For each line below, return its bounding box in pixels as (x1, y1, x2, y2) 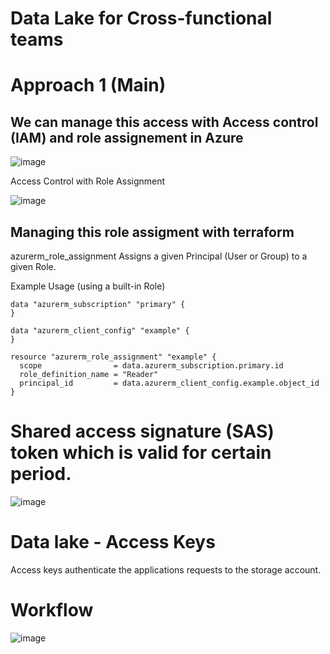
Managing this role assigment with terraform (10, 223, 295, 241)
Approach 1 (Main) (10, 74, 167, 97)
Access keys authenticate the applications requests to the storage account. (10, 563, 322, 576)
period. (10, 463, 72, 486)
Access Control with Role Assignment (10, 175, 166, 187)
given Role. (10, 261, 57, 272)
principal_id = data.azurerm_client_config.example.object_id (19, 378, 320, 388)
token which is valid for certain (10, 442, 272, 464)
